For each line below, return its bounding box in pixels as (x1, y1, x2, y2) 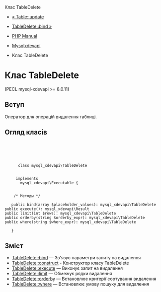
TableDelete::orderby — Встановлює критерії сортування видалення (11, 276, 157, 282)
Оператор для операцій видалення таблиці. (4, 114, 97, 120)
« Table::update (11, 14, 44, 19)
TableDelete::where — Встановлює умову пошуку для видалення (11, 281, 150, 287)
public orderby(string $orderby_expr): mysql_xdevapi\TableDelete (4, 215, 145, 220)
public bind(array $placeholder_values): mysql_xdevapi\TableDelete (11, 202, 156, 207)
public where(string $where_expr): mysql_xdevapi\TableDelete (4, 219, 136, 224)
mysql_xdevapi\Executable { (20, 180, 79, 185)
